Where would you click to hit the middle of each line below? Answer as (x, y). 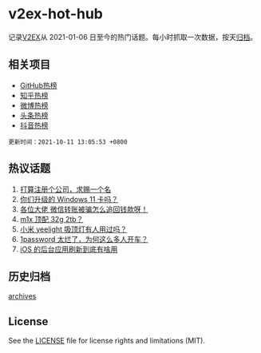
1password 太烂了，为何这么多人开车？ (84, 239)
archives (22, 296)
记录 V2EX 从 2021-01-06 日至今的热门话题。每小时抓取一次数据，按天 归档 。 (133, 37)
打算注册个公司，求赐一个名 (65, 189)
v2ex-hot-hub (56, 14)
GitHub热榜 (38, 85)
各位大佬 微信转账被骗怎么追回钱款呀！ (84, 209)
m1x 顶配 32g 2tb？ (51, 219)
